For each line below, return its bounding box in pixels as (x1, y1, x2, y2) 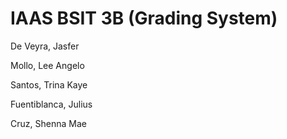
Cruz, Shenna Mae (10, 117, 87, 129)
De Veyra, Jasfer (10, 40, 80, 52)
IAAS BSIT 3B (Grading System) (10, 7, 278, 30)
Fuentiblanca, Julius (10, 98, 93, 110)
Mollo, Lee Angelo (10, 59, 85, 71)
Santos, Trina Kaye (10, 78, 88, 91)
